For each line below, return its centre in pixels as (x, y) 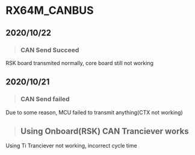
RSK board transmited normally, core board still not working (80, 63)
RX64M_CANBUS (50, 11)
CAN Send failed (45, 99)
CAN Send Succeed (50, 50)
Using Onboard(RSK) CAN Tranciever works (104, 131)
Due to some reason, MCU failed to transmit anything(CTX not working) (94, 112)
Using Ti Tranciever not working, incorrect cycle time (71, 146)
